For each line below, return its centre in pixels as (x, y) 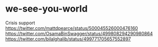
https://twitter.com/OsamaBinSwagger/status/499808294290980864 (79, 33)
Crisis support (20, 23)
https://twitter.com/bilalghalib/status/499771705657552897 (68, 39)
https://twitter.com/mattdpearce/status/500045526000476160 (72, 28)
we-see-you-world (47, 9)
